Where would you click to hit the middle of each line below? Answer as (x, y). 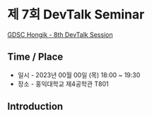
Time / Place (35, 57)
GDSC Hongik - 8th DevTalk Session (60, 34)
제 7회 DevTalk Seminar (76, 15)
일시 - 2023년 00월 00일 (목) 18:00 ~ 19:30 (79, 74)
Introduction (35, 107)
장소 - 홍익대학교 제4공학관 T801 (63, 84)
